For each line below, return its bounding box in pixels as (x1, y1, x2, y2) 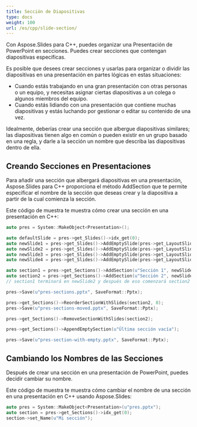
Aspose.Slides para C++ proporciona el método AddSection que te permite (6, 183, 188, 190)
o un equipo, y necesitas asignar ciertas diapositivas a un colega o (14, 89, 176, 96)
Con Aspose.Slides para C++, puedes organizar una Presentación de (6, 41, 173, 48)
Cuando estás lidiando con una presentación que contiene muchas (14, 101, 176, 109)
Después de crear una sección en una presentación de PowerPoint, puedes (6, 369, 189, 376)
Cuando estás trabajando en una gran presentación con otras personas (14, 83, 188, 90)
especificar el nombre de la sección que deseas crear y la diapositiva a (6, 189, 178, 196)
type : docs (6, 14, 33, 20)
